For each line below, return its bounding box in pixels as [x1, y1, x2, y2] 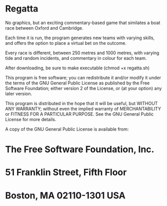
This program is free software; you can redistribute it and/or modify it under [5, 74, 161, 80]
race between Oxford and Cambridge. [5, 25, 83, 31]
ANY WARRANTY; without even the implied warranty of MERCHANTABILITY [5, 106, 161, 112]
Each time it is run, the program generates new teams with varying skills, [5, 35, 155, 41]
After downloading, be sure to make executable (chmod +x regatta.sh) [5, 65, 150, 71]
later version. [5, 90, 32, 96]
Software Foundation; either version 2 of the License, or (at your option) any [5, 85, 162, 91]
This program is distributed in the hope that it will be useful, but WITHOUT [5, 100, 158, 106]
